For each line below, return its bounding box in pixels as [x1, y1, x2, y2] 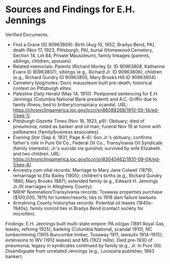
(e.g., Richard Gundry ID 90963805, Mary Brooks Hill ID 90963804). [12, 74, 158, 80]
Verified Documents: [5, 31, 49, 37]
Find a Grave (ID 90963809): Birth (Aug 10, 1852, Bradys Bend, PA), [12, 41, 156, 47]
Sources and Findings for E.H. [5, 4, 135, 15]
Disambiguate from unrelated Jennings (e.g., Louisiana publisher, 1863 [5, 248, 155, 254]
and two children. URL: [12, 150, 62, 157]
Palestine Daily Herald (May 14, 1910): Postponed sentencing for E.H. [12, 90, 159, 97]
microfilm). [12, 211, 36, 217]
